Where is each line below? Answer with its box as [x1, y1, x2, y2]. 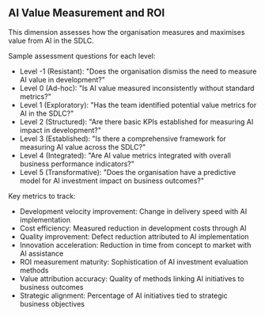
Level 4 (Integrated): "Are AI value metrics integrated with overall [19, 150, 232, 160]
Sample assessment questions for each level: [8, 51, 156, 60]
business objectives [19, 299, 85, 308]
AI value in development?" [19, 74, 105, 84]
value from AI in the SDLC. [8, 36, 95, 45]
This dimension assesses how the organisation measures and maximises [8, 27, 245, 36]
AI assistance [19, 249, 64, 258]
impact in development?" [19, 125, 101, 135]
